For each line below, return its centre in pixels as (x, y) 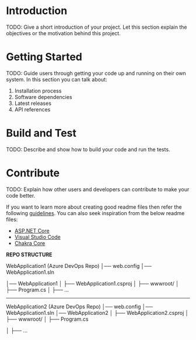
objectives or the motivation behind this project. (63, 33)
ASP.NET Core (32, 230)
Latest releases (33, 103)
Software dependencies (43, 97)
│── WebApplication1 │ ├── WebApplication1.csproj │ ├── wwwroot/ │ (92, 283)
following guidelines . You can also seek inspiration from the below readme (95, 213)
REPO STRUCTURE (29, 254)
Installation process (38, 91)
